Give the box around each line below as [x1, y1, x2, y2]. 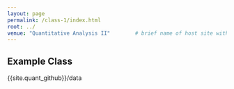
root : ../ [7, 23, 36, 30]
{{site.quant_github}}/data [7, 74, 82, 82]
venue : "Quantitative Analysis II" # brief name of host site [7, 29, 214, 37]
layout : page [7, 10, 45, 17]
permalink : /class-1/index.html [7, 17, 101, 24]
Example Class [7, 55, 73, 67]
